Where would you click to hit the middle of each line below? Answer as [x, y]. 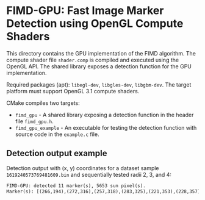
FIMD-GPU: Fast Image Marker [85, 11]
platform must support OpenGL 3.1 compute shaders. [73, 91]
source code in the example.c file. [57, 134]
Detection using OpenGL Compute [95, 23]
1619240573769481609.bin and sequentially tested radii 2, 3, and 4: [89, 174]
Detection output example [57, 153]
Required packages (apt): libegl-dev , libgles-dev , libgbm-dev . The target [99, 84]
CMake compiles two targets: [43, 103]
